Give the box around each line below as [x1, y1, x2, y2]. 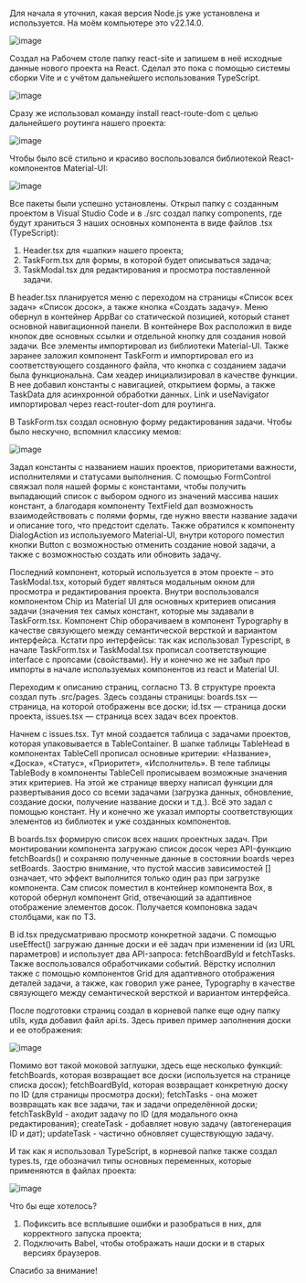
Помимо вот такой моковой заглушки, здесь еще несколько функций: [9, 1060, 283, 1071]
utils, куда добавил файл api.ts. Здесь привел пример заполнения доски [9, 1015, 291, 1025]
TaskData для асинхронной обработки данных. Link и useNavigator [9, 389, 269, 400]
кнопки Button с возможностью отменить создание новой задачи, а [9, 540, 276, 550]
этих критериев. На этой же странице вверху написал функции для [9, 777, 274, 787]
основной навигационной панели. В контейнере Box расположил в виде [9, 321, 292, 332]
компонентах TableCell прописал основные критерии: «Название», [9, 748, 272, 758]
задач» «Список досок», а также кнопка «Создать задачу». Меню [9, 302, 269, 312]
